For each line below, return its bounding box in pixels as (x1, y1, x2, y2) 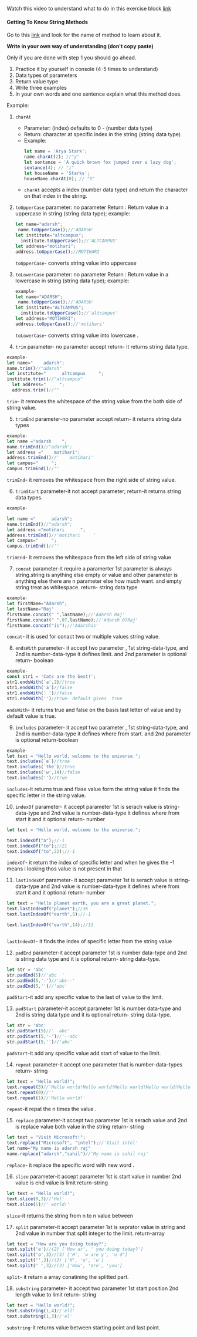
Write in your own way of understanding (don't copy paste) (6, 43, 154, 50)
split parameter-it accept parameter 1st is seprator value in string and (15, 1223, 186, 1230)
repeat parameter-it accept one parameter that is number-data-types (15, 1061, 183, 1068)
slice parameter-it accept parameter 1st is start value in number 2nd (15, 1173, 181, 1180)
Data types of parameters (15, 72, 77, 79)
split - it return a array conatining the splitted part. (6, 1273, 129, 1280)
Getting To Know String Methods (6, 18, 89, 25)
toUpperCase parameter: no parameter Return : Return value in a (15, 204, 169, 211)
